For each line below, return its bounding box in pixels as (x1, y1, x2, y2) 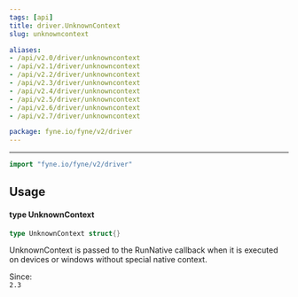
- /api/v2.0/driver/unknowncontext (9, 54, 141, 63)
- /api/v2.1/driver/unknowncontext (9, 62, 141, 71)
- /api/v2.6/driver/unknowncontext (9, 103, 141, 112)
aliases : (9, 45, 42, 54)
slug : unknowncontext (9, 29, 90, 38)
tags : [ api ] (9, 12, 53, 22)
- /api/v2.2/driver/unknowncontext (9, 70, 141, 80)
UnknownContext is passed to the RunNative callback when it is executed (9, 245, 278, 255)
